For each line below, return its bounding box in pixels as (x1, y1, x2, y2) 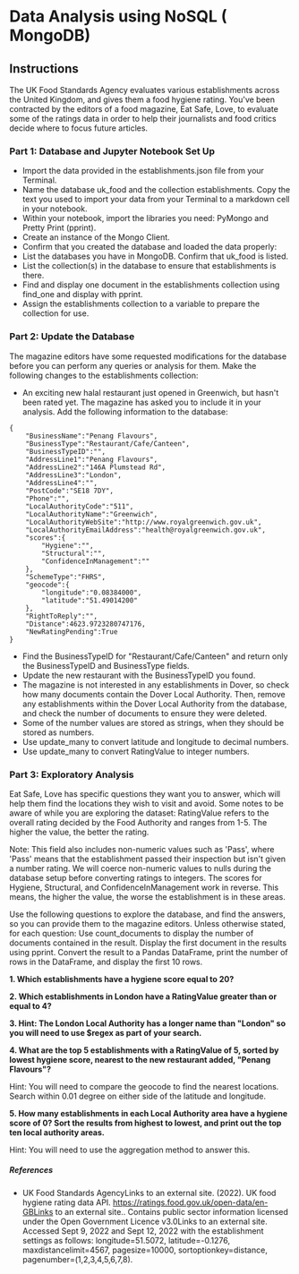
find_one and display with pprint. (21, 289, 143, 300)
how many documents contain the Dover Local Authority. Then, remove (21, 688, 286, 699)
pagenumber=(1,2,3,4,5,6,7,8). (21, 1253, 133, 1264)
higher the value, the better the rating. (9, 826, 149, 837)
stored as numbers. (21, 727, 95, 738)
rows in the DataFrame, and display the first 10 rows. (9, 956, 203, 967)
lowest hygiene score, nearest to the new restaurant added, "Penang (9, 1054, 271, 1065)
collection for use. (21, 308, 90, 319)
